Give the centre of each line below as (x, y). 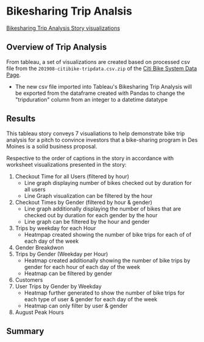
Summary (25, 331)
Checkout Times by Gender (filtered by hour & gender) (84, 202)
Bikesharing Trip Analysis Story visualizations (63, 28)
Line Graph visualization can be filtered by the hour (89, 195)
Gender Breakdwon (39, 247)
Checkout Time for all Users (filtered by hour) (72, 176)
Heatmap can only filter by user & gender (76, 305)
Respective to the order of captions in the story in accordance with (90, 158)
